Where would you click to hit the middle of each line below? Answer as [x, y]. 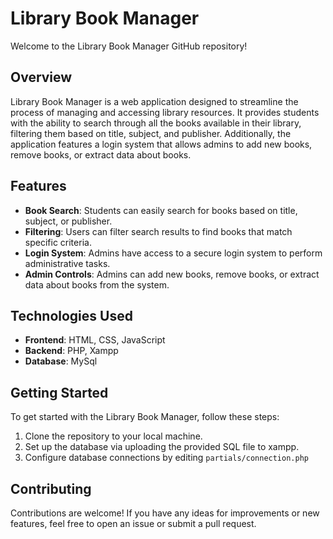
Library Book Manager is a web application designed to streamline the [154, 101]
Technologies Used [71, 315]
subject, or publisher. [68, 221]
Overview [41, 77]
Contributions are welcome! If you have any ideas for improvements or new [165, 513]
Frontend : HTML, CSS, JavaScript [95, 340]
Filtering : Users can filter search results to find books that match [158, 231]
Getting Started [59, 392]
